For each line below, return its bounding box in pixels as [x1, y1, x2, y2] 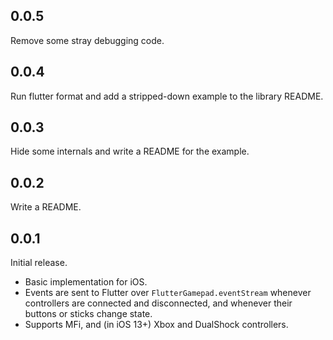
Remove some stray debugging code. [10, 34, 165, 46]
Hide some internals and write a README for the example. [10, 145, 250, 158]
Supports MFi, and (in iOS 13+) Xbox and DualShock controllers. [24, 319, 289, 331]
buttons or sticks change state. [24, 308, 153, 320]
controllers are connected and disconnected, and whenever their [24, 297, 293, 309]
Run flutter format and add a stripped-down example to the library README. [10, 90, 324, 102]
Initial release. [10, 257, 68, 269]
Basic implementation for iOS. [24, 276, 148, 288]
